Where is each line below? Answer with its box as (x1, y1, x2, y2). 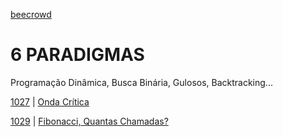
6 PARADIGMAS (10, 44, 145, 66)
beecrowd (10, 9, 52, 20)
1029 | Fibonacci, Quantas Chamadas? (10, 115, 169, 127)
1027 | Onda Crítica (10, 95, 90, 108)
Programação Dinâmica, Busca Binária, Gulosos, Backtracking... (10, 76, 273, 88)
